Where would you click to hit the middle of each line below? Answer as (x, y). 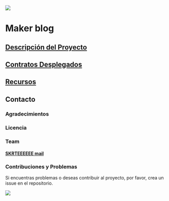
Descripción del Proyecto (46, 47)
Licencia (16, 127)
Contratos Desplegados (44, 64)
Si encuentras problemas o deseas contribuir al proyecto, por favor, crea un (84, 178)
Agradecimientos (27, 114)
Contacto (20, 99)
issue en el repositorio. (29, 183)
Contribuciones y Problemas (41, 167)
